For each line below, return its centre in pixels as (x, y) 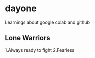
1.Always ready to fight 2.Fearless (40, 50)
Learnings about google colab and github (47, 22)
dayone (21, 9)
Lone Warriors (28, 38)
